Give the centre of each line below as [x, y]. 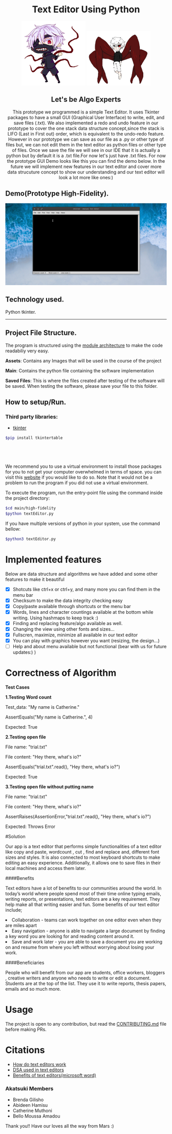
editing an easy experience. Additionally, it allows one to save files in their [83, 863]
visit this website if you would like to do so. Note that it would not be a [79, 477]
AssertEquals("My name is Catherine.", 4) [49, 717]
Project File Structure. [41, 333]
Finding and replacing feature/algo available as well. [68, 623]
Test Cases [17, 687]
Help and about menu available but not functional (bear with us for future [90, 647]
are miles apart [21, 925]
